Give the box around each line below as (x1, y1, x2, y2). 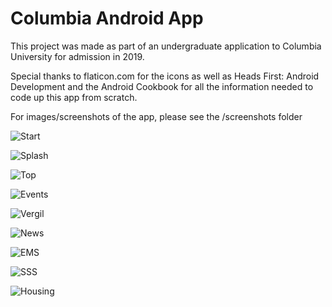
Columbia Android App (10, 7, 204, 30)
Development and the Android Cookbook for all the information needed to (10, 80, 314, 92)
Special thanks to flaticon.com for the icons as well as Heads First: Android (10, 70, 320, 82)
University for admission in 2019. (10, 50, 145, 62)
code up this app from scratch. (10, 91, 138, 103)
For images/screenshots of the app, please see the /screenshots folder (10, 110, 303, 122)
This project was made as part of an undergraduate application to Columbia (10, 40, 322, 52)
